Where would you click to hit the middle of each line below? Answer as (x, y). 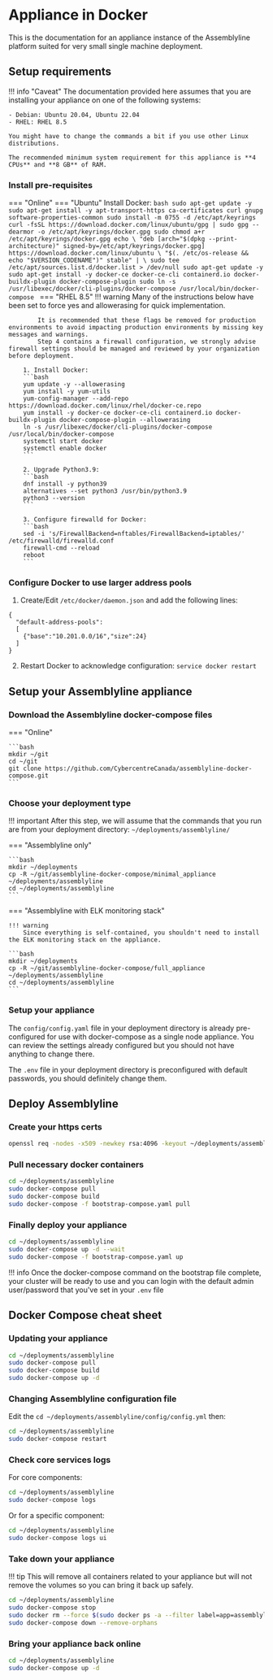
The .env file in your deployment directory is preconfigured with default (128, 1069)
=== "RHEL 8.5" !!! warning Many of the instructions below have (147, 297)
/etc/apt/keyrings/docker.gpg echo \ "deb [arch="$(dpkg (107, 239)
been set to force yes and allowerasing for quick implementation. (117, 306)
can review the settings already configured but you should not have (121, 1045)
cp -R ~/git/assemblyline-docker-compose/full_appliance (107, 968)
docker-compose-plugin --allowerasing (125, 420)
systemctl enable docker (65, 449)
